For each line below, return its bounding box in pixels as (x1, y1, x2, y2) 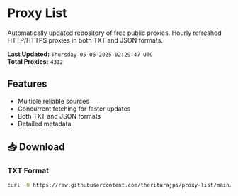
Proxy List (7, 5, 67, 21)
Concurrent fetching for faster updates (17, 104, 131, 113)
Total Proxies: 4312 (7, 57, 64, 65)
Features (7, 78, 47, 90)
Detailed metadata (17, 119, 72, 128)
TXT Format (7, 165, 50, 175)
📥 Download (7, 141, 65, 153)
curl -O (7, 182, 30, 189)
